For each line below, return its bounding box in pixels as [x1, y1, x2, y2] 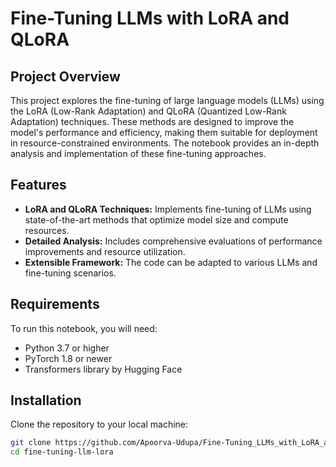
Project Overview [10, 68, 121, 85]
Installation [10, 392, 82, 409]
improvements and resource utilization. [24, 245, 186, 257]
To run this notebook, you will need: [10, 322, 158, 334]
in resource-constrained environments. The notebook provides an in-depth [10, 137, 320, 149]
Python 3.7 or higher [24, 342, 110, 354]
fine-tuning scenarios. [24, 267, 117, 279]
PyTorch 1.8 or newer [24, 352, 113, 364]
